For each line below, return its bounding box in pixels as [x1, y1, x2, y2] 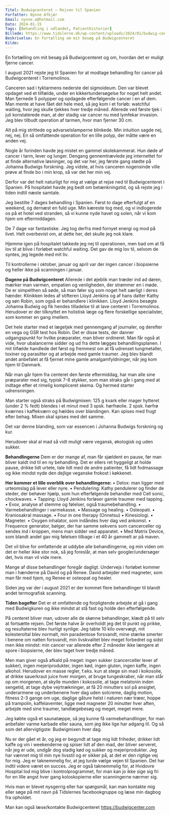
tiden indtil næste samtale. [5, 190, 61, 196]
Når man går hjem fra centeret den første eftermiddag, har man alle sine [5, 371, 155, 378]
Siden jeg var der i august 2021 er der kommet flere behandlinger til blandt [5, 584, 160, 590]
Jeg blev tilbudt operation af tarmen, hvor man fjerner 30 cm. [5, 117, 133, 123]
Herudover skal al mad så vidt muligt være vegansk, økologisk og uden [5, 438, 153, 444]
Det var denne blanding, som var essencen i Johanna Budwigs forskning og [5, 423, 163, 429]
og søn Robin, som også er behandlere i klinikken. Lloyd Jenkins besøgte [5, 298, 157, 304]
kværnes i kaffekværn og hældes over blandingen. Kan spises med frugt [5, 408, 156, 414]
